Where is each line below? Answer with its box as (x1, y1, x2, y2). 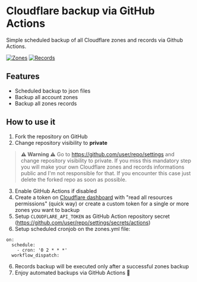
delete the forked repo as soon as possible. (20, 176, 127, 183)
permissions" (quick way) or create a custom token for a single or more (14, 200, 189, 207)
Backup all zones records (14, 100, 77, 107)
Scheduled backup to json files (14, 87, 91, 94)
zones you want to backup (14, 206, 80, 213)
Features (6, 71, 40, 81)
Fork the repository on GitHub (14, 132, 88, 140)
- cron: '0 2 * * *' (17, 247, 68, 253)
